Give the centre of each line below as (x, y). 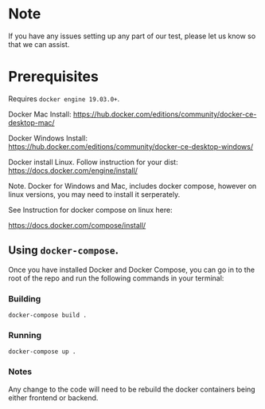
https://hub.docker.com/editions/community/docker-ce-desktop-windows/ (131, 146)
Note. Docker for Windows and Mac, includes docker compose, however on (132, 186)
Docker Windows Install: (48, 138)
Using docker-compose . (64, 251)
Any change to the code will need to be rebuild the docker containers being (132, 389)
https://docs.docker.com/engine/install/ (73, 170)
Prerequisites (54, 77)
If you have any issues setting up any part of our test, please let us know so (132, 36)
